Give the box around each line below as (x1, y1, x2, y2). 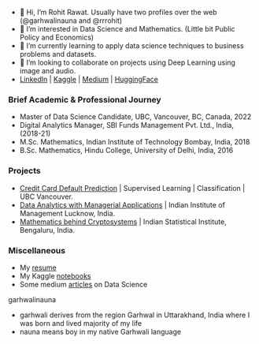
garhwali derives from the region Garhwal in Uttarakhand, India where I (19, 310, 250, 320)
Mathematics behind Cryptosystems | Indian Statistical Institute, (19, 217, 227, 226)
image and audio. (19, 66, 76, 75)
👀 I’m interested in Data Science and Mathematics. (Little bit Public (19, 24, 235, 33)
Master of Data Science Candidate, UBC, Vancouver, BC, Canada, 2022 (19, 112, 252, 122)
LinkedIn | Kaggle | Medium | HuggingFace (19, 75, 159, 84)
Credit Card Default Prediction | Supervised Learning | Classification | (19, 183, 246, 193)
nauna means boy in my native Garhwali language (19, 327, 182, 336)
